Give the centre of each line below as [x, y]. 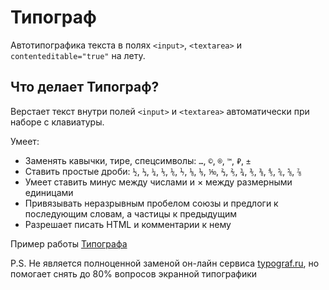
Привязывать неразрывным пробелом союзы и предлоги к [151, 203]
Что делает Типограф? [85, 87]
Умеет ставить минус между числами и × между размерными [158, 182]
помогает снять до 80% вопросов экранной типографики [134, 273]
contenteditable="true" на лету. [78, 55]
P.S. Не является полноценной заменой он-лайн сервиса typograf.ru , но [165, 263]
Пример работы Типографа [69, 243]
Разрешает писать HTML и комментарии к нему [128, 224]
